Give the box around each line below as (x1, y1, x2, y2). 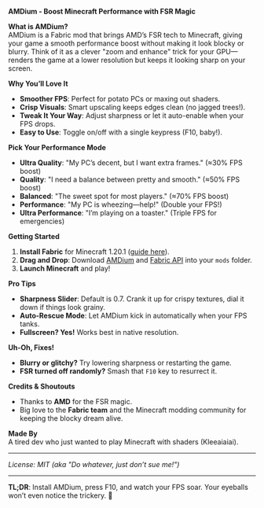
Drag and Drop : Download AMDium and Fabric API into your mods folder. (19, 256, 253, 264)
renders (8, 55, 34, 64)
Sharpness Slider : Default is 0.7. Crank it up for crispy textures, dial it (19, 294, 245, 304)
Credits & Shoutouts (8, 381, 75, 391)
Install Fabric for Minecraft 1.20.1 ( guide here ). (19, 247, 170, 256)
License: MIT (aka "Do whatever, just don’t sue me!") (8, 460, 180, 469)
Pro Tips (8, 279, 37, 288)
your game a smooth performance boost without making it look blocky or (8, 39, 245, 48)
